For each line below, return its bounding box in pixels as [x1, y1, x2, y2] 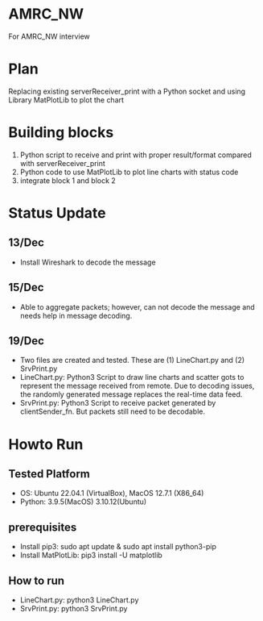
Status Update [8, 204, 106, 222]
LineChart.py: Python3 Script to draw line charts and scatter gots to [19, 373, 245, 382]
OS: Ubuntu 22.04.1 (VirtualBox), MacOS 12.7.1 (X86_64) [19, 489, 204, 498]
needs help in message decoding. [19, 310, 133, 320]
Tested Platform [8, 467, 91, 481]
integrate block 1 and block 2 [19, 175, 117, 185]
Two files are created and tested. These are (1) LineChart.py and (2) [19, 356, 245, 365]
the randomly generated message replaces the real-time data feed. [19, 390, 243, 399]
